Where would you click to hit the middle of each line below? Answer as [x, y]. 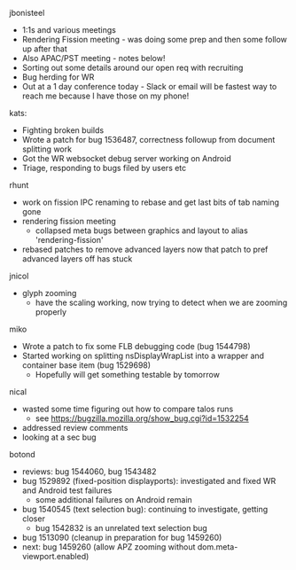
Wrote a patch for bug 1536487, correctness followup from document [148, 140]
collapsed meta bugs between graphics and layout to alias [141, 230]
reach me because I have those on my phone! [105, 96]
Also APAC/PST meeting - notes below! [93, 58]
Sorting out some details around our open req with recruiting [132, 67]
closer [34, 519]
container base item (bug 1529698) [86, 365]
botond [22, 454]
